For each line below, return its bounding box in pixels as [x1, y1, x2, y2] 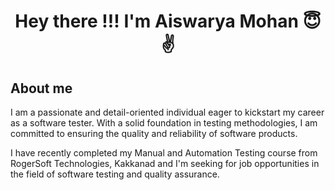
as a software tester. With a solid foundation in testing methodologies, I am [10, 117, 318, 129]
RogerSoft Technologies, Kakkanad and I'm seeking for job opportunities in [10, 158, 320, 169]
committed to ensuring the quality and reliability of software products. [10, 128, 298, 139]
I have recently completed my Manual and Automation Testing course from [10, 147, 318, 159]
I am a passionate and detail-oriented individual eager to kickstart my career [10, 106, 325, 118]
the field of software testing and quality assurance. [10, 168, 220, 180]
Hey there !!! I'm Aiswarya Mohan [14, 10, 299, 33]
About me [10, 80, 73, 97]
